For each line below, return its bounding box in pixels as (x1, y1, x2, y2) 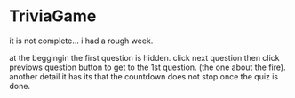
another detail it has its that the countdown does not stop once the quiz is (9, 71, 279, 81)
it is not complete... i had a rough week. (9, 35, 154, 46)
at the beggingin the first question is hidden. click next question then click (9, 52, 280, 63)
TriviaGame (9, 6, 97, 26)
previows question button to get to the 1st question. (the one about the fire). (9, 62, 286, 72)
